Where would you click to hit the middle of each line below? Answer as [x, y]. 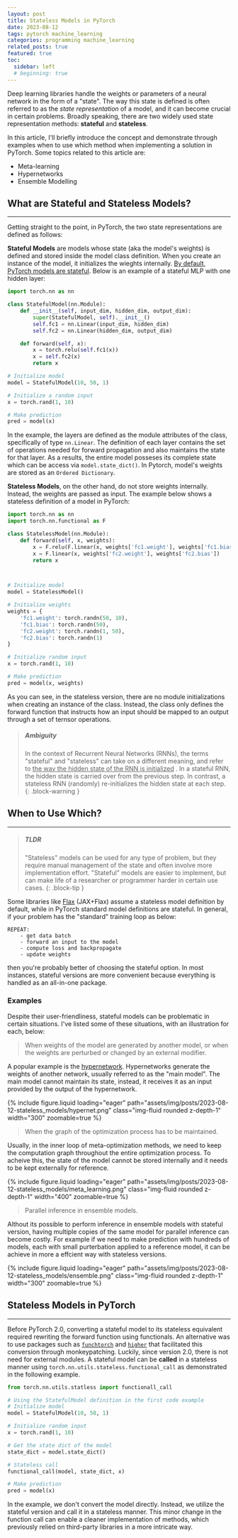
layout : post [27, 14]
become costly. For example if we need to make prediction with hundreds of [118, 1239]
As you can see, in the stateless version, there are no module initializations [116, 696]
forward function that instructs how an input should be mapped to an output [118, 712]
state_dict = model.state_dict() [57, 1452]
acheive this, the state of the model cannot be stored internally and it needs [118, 1160]
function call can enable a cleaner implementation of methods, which [108, 1520]
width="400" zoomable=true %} [81, 1196]
